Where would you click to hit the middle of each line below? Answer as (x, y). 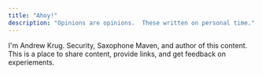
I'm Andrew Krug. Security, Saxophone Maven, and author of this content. (128, 45)
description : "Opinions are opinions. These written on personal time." (132, 23)
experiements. (31, 62)
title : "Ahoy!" (33, 15)
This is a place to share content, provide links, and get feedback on (117, 54)
